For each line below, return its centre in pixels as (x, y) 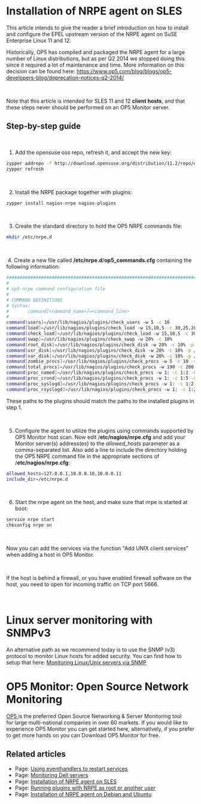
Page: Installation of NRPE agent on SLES (66, 781)
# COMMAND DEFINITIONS (34, 300)
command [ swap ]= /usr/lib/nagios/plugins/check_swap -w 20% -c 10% (89, 339)
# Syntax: (19, 306)
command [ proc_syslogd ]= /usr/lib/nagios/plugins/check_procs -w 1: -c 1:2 (100, 384)
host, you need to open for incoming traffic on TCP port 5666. (82, 585)
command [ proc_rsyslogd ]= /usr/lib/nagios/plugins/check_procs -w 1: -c (96, 389)
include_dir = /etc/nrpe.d (37, 479)
